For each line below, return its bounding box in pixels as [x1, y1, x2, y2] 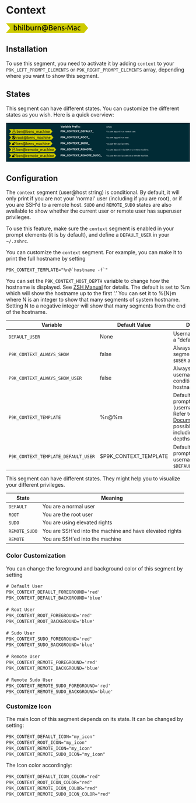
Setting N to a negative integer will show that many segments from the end [6, 302, 185, 309]
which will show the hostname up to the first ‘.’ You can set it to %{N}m [6, 289, 177, 296]
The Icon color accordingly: [6, 762, 72, 769]
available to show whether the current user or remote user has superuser [6, 207, 182, 214]
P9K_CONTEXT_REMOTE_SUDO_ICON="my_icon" [6, 751, 106, 757]
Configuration [6, 173, 58, 183]
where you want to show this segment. [6, 72, 99, 79]
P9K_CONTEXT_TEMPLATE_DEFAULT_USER [8, 454, 95, 460]
